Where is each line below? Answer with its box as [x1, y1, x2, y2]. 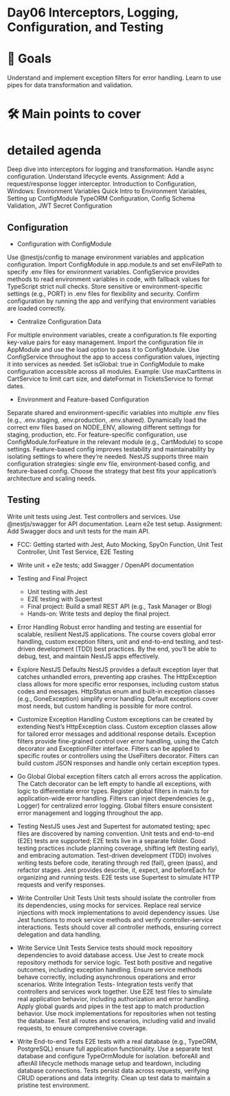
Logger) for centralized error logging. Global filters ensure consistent [16, 801, 213, 809]
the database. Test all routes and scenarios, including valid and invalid [16, 1016, 216, 1025]
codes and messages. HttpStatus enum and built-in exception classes [16, 687, 215, 695]
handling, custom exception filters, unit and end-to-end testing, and [16, 637, 209, 645]
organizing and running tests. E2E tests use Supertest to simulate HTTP [16, 873, 220, 881]
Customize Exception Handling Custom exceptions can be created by [16, 715, 214, 723]
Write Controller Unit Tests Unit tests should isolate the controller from [16, 893, 216, 902]
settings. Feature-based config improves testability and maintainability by [7, 445, 215, 454]
